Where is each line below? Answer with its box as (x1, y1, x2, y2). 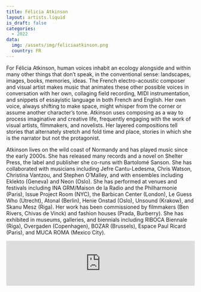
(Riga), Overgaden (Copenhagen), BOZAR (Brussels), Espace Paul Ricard (6, 222, 186, 230)
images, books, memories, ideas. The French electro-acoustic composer (6, 77, 185, 84)
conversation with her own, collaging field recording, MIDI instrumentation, (6, 89, 190, 97)
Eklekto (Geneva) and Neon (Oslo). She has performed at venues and (6, 177, 178, 185)
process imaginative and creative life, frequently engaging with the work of (6, 115, 191, 122)
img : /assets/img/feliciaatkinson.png (11, 43, 109, 49)
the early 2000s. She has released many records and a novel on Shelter (6, 152, 183, 159)
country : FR (11, 48, 42, 54)
